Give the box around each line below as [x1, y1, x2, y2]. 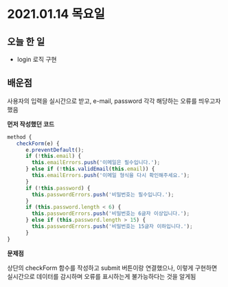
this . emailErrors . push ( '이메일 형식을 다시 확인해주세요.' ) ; [32, 172, 190, 179]
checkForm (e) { [16, 140, 60, 147]
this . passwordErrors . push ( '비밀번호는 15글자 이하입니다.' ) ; [32, 223, 194, 230]
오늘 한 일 [7, 36, 45, 47]
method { [7, 133, 32, 141]
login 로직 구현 [16, 56, 57, 63]
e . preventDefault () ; [25, 146, 84, 153]
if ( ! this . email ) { [25, 152, 81, 160]
